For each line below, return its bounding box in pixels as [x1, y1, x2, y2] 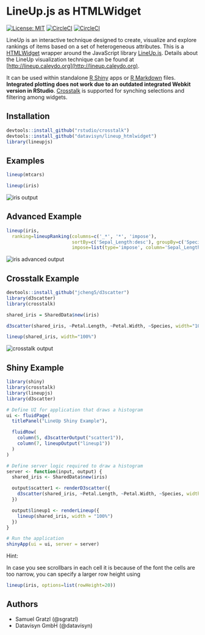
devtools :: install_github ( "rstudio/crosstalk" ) [6, 127, 130, 134]
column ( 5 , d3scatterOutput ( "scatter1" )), [17, 435, 124, 441]
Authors [6, 599, 38, 609]
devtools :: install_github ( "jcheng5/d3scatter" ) [6, 290, 130, 296]
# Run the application [6, 536, 64, 542]
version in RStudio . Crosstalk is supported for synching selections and [6, 87, 185, 94]
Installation [6, 111, 50, 121]
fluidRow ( [12, 429, 37, 436]
